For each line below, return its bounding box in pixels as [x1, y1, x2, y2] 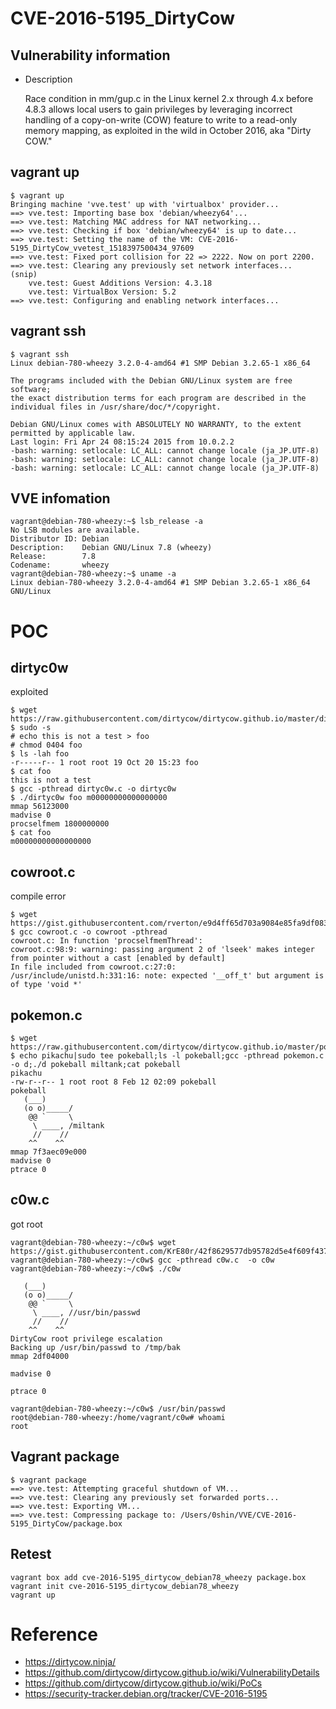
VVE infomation [10, 490, 111, 507]
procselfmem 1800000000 [10, 819, 110, 829]
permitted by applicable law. [10, 428, 137, 438]
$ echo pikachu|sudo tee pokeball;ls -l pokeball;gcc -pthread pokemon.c [10, 1051, 325, 1061]
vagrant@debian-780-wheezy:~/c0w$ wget [10, 1237, 177, 1247]
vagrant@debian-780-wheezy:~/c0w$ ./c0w [10, 1263, 182, 1274]
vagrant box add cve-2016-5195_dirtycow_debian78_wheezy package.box [10, 1572, 307, 1582]
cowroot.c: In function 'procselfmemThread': [10, 936, 203, 946]
